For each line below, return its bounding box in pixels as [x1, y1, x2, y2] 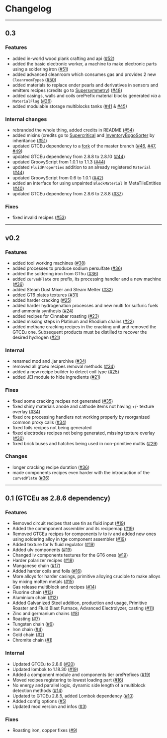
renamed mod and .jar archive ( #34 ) [12, 358, 87, 364]
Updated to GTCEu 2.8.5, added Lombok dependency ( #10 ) [12, 693, 134, 699]
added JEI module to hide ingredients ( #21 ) [12, 374, 101, 380]
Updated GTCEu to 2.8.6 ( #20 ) [12, 661, 75, 667]
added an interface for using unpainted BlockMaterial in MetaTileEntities [12, 180, 162, 186]
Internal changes [5, 115, 47, 122]
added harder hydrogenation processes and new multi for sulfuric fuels [12, 302, 159, 308]
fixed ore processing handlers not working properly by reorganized [12, 414, 150, 420]
